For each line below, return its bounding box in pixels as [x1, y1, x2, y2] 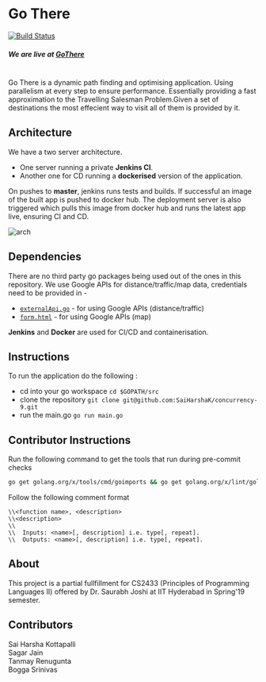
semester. [8, 595, 41, 604]
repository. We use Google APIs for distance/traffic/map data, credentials [8, 279, 248, 289]
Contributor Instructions [8, 433, 131, 447]
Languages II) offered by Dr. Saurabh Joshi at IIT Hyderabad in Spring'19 [8, 587, 245, 596]
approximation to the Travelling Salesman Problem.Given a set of [8, 94, 219, 104]
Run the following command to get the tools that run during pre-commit [8, 454, 241, 464]
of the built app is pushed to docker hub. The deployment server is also [8, 195, 241, 204]
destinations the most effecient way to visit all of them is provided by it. [8, 102, 241, 112]
